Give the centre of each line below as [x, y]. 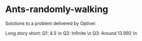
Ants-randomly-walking [57, 9]
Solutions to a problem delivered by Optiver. [51, 23]
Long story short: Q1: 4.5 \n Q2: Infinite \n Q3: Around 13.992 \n [71, 33]
